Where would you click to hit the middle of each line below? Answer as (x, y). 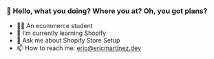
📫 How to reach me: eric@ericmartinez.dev (79, 48)
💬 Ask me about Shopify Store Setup (68, 40)
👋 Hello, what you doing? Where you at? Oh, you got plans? (107, 11)
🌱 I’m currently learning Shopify (61, 33)
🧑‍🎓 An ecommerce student (55, 26)
